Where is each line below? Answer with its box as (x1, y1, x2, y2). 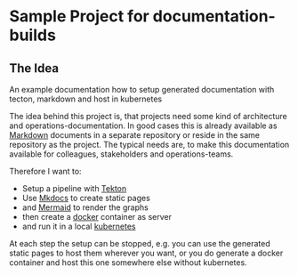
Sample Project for (9, 6, 149, 27)
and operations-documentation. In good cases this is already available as (9, 120, 278, 131)
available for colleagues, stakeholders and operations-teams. (9, 149, 234, 159)
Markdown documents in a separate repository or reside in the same (9, 130, 261, 140)
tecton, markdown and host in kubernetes (9, 93, 163, 104)
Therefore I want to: (9, 166, 82, 176)
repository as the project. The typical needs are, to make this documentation (9, 140, 290, 150)
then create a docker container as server (21, 212, 172, 222)
